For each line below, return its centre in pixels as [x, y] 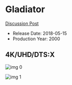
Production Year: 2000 [36, 39]
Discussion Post [22, 23]
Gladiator [25, 9]
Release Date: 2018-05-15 [40, 33]
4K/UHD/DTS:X [30, 55]
